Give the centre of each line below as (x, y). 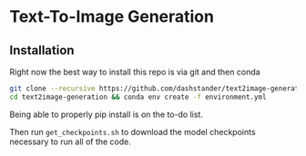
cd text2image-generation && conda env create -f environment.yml (138, 97)
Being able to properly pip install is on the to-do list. (106, 114)
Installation (42, 50)
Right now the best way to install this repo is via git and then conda (135, 72)
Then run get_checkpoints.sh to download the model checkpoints (133, 132)
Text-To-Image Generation (112, 17)
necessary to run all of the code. (71, 141)
